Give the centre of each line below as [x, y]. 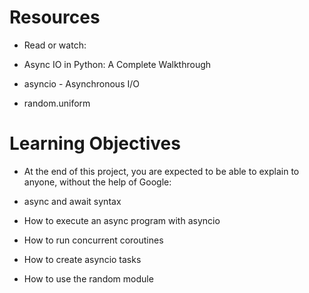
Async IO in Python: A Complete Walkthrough [117, 64]
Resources [55, 17]
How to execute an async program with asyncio [122, 220]
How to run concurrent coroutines [93, 240]
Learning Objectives [95, 143]
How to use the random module [88, 278]
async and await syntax [72, 201]
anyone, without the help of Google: [97, 182]
